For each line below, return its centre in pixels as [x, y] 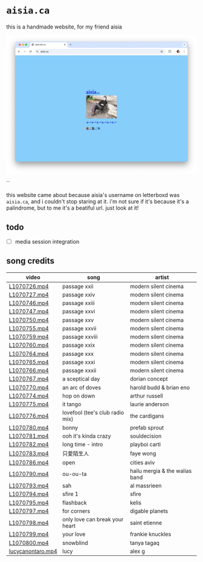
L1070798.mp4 [29, 523]
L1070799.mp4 [29, 534]
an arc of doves [82, 387]
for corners [76, 511]
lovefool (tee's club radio [93, 413]
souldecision [146, 436]
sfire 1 [70, 494]
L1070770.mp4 [29, 387]
